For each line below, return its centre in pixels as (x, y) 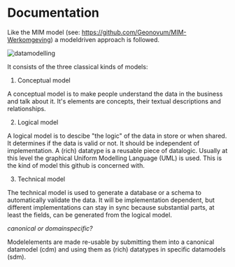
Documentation (54, 13)
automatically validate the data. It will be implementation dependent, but (111, 200)
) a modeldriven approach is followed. (105, 39)
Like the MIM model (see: (44, 32)
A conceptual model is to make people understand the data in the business (115, 94)
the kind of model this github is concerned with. (76, 165)
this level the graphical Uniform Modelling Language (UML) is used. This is (115, 158)
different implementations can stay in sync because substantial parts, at (111, 207)
